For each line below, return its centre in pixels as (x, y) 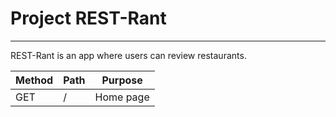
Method (34, 80)
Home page (122, 97)
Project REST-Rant (88, 18)
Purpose (122, 80)
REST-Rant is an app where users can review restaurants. (128, 55)
